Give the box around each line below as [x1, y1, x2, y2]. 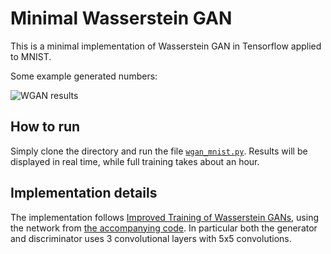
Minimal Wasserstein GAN [10, 7, 233, 30]
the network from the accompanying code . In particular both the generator [10, 222, 318, 234]
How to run [10, 118, 81, 136]
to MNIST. [10, 50, 52, 62]
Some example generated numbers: [10, 70, 158, 82]
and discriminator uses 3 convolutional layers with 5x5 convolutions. [10, 232, 292, 244]
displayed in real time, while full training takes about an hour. [10, 155, 260, 167]
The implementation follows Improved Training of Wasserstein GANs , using [10, 211, 319, 223]
